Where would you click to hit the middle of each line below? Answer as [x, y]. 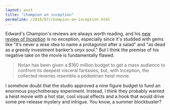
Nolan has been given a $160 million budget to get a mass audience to [91, 65]
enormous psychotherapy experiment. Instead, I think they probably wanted [85, 91]
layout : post [19, 10]
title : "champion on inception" [39, 15]
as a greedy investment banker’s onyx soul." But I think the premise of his [82, 50]
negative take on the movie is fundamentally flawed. [60, 55]
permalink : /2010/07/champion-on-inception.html [58, 19]
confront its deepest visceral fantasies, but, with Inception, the [83, 70]
